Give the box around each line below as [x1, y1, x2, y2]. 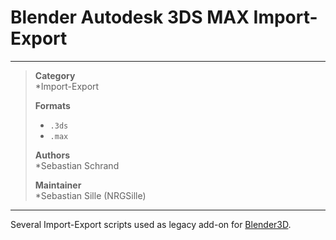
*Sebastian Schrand [34, 159, 120, 171]
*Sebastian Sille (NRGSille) [34, 189, 147, 201]
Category [34, 69, 76, 81]
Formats [34, 99, 71, 111]
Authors [34, 149, 70, 161]
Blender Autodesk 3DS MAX [10, 6, 250, 29]
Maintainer [34, 179, 82, 191]
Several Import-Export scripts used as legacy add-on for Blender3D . [10, 218, 292, 230]
